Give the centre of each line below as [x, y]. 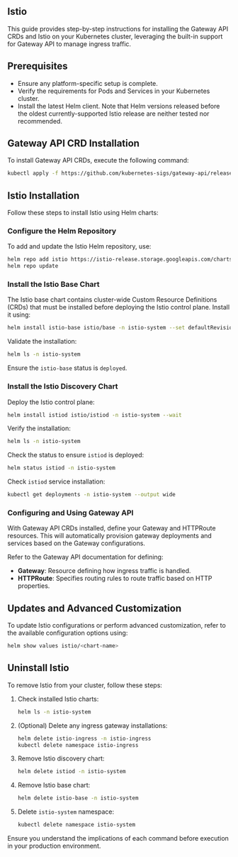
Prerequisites [38, 66]
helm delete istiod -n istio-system [72, 772]
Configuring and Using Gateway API [70, 513]
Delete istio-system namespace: [66, 812]
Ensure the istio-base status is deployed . [67, 368]
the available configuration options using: [68, 633]
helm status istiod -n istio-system [61, 468]
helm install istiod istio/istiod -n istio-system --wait [95, 415]
